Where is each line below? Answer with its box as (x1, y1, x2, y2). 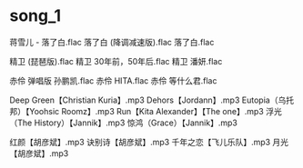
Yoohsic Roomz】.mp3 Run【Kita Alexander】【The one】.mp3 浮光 (28, 105, 282, 116)
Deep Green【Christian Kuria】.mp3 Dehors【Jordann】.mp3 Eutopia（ (9, 94, 278, 105)
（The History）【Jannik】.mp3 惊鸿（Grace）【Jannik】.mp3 (9, 117, 238, 128)
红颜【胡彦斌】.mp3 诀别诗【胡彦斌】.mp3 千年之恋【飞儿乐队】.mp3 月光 (9, 136, 289, 147)
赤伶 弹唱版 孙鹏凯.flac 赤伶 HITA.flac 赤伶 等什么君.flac (9, 74, 217, 86)
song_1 (9, 5, 62, 26)
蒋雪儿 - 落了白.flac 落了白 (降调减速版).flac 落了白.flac (9, 36, 215, 47)
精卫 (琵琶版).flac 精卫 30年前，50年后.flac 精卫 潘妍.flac (9, 55, 223, 66)
